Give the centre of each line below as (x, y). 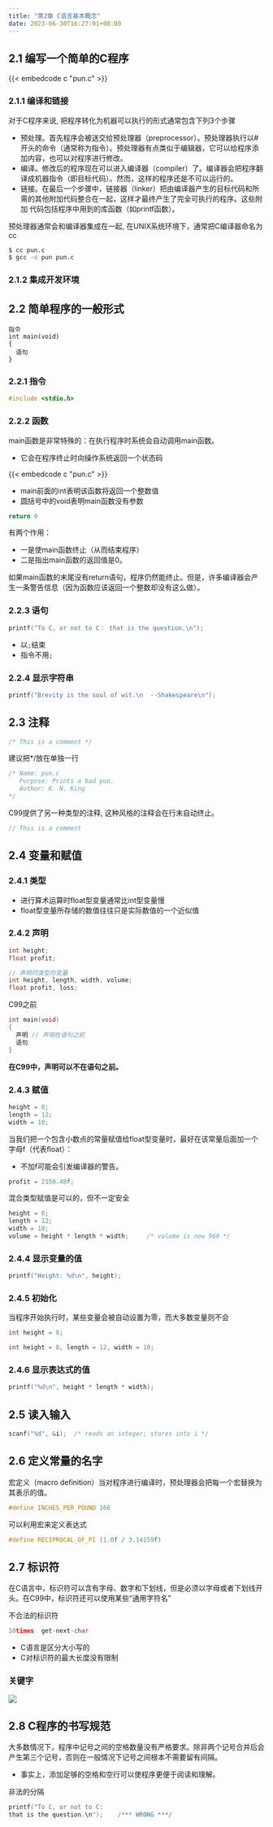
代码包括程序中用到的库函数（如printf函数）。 (104, 209)
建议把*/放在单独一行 (44, 758)
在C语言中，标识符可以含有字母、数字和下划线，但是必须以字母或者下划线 (132, 1588)
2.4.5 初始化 (32, 1298)
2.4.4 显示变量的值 (45, 1258)
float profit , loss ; (43, 988)
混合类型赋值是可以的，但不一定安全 (69, 1198)
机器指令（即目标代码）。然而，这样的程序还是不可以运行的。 (136, 178)
